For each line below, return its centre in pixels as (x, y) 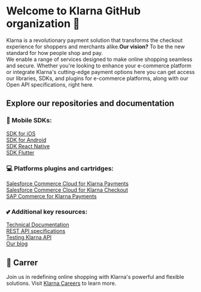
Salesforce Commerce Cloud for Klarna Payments (67, 183)
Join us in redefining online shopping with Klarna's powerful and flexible (95, 277)
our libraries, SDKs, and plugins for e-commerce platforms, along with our (97, 78)
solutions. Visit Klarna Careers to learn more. (61, 283)
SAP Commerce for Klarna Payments (51, 196)
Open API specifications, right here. (50, 84)
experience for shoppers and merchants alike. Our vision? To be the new (96, 47)
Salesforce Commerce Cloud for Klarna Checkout (67, 190)
